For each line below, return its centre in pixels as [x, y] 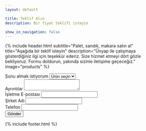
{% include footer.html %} [31, 124]
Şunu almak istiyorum [27, 76]
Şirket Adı [15, 101]
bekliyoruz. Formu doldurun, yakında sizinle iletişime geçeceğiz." [70, 61]
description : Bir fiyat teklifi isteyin [47, 23]
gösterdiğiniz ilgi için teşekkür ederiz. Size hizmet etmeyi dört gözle [73, 56]
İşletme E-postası [23, 94]
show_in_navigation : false [32, 32]
